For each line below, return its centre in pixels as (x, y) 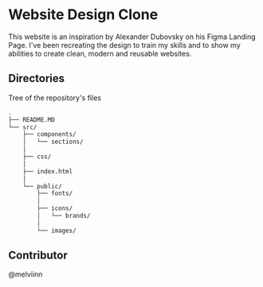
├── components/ (50, 134)
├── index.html (48, 171)
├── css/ (37, 157)
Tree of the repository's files (55, 98)
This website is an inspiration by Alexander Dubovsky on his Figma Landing (132, 37)
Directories (37, 78)
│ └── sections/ (53, 142)
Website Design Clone (83, 15)
